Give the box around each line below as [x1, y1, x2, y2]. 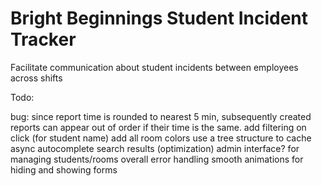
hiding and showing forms [10, 163, 118, 176]
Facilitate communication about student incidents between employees [10, 61, 299, 73]
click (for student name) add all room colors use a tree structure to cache [10, 132, 312, 144]
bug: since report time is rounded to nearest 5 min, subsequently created [10, 110, 312, 122]
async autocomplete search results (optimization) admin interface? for [10, 142, 300, 154]
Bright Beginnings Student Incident [10, 7, 309, 30]
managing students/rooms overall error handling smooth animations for [10, 153, 304, 165]
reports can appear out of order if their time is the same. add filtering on [10, 121, 307, 133]
